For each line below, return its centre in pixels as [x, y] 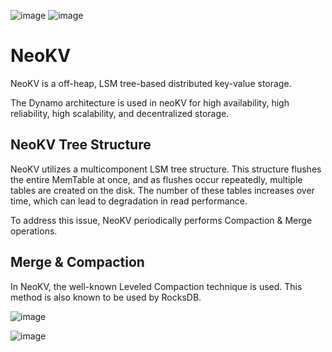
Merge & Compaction [77, 262]
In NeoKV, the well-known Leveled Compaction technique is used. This [156, 286]
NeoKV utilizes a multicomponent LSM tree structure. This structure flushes [166, 169]
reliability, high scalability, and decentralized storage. [120, 113]
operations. [34, 231]
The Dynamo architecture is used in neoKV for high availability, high [150, 102]
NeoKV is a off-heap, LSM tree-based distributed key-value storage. [151, 83]
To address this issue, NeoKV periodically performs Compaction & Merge [161, 220]
